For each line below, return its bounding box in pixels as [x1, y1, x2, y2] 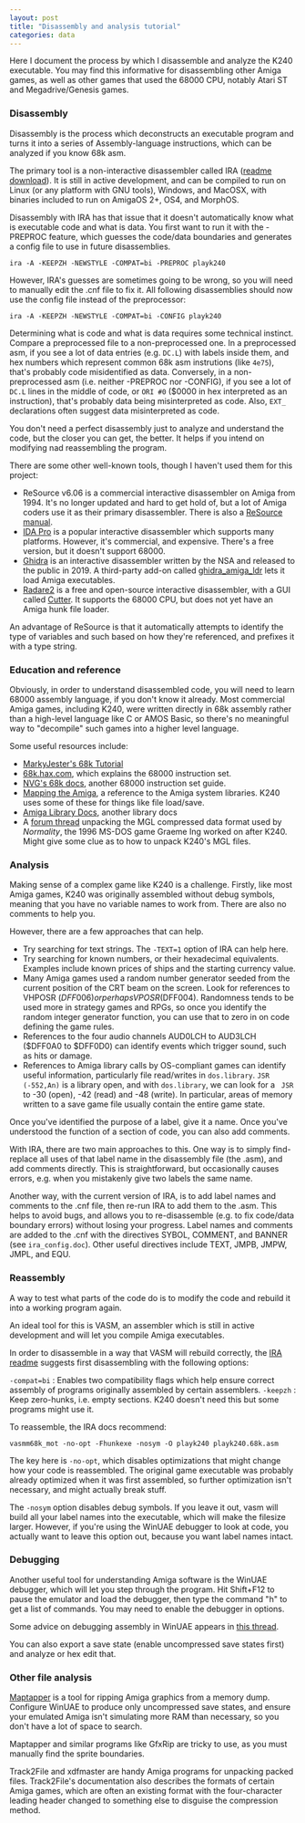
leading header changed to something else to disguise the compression [9, 1795, 279, 1807]
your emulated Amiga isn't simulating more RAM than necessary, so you [9, 1712, 280, 1723]
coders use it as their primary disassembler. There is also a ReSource [22, 506, 283, 517]
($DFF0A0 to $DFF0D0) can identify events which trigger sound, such [22, 1041, 287, 1052]
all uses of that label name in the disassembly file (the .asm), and [39, 1153, 283, 1164]
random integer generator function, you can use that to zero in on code [22, 1012, 290, 1023]
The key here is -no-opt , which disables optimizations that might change [9, 1454, 281, 1465]
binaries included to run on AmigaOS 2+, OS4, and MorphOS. [9, 193, 239, 205]
